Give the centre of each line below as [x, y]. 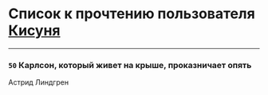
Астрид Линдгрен [39, 82]
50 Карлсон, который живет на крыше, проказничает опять [130, 65]
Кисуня [34, 30]
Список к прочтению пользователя [132, 14]
